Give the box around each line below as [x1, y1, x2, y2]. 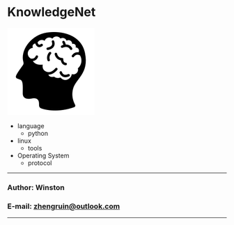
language [17, 121, 45, 130]
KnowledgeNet [7, 4, 96, 20]
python [27, 129, 49, 137]
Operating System [17, 151, 70, 160]
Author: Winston [7, 183, 65, 192]
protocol [27, 158, 52, 167]
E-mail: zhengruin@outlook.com [7, 201, 120, 211]
